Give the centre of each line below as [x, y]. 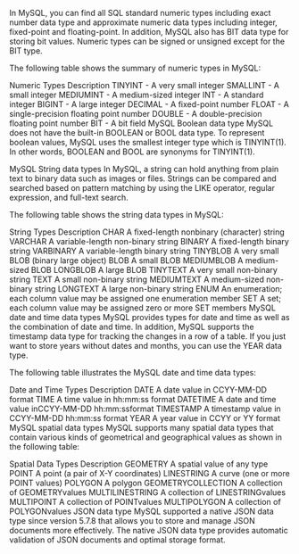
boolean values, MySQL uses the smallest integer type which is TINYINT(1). [148, 142]
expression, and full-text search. [69, 197]
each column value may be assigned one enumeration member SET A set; [145, 298]
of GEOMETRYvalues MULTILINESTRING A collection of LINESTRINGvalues [148, 492]
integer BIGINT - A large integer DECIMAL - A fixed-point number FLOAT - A [149, 104]
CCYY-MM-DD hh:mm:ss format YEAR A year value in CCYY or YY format [145, 418]
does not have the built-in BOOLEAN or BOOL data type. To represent [137, 132]
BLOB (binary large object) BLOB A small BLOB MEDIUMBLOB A [126, 260]
